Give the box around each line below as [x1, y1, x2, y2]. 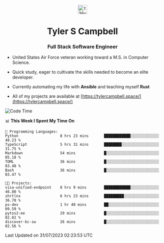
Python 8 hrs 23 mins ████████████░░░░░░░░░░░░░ [5, 134, 160, 138]
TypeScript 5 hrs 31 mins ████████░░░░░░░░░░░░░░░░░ [5, 142, 160, 147]
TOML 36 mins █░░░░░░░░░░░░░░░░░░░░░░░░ [5, 160, 160, 164]
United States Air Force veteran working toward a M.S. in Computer [12, 54, 149, 60]
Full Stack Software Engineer [47, 43, 118, 50]
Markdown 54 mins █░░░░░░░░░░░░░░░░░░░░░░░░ [5, 151, 160, 156]
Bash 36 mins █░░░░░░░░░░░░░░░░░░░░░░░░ [5, 168, 160, 173]
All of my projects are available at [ [12, 93, 82, 99]
